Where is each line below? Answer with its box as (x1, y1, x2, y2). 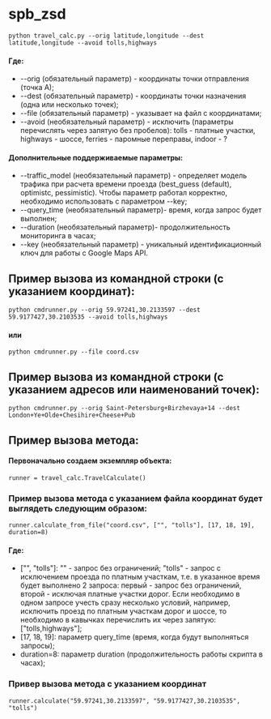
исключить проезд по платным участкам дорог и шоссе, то (19, 606, 227, 616)
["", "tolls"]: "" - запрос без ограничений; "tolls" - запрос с (19, 563, 221, 573)
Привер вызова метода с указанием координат (8, 678, 207, 690)
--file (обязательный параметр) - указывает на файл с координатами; (19, 109, 262, 118)
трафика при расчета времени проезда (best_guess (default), (19, 179, 232, 189)
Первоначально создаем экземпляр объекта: (8, 456, 172, 466)
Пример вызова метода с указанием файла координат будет (8, 492, 263, 503)
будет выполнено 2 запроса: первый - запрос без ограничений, (19, 580, 242, 590)
